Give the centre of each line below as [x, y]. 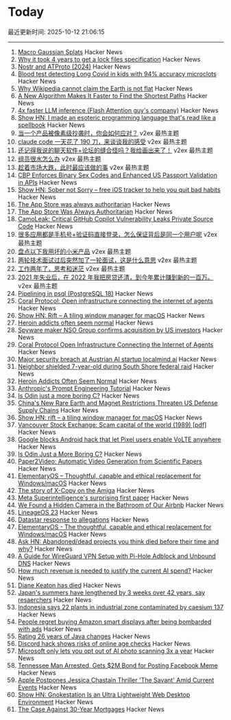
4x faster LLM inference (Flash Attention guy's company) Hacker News [118, 110]
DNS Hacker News [44, 563]
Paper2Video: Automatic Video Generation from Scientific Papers [110, 461]
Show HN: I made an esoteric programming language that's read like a [117, 117]
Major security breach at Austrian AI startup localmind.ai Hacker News [117, 359]
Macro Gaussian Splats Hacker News [70, 51]
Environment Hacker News [55, 701]
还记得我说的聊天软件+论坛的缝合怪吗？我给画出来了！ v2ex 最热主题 [115, 150]
